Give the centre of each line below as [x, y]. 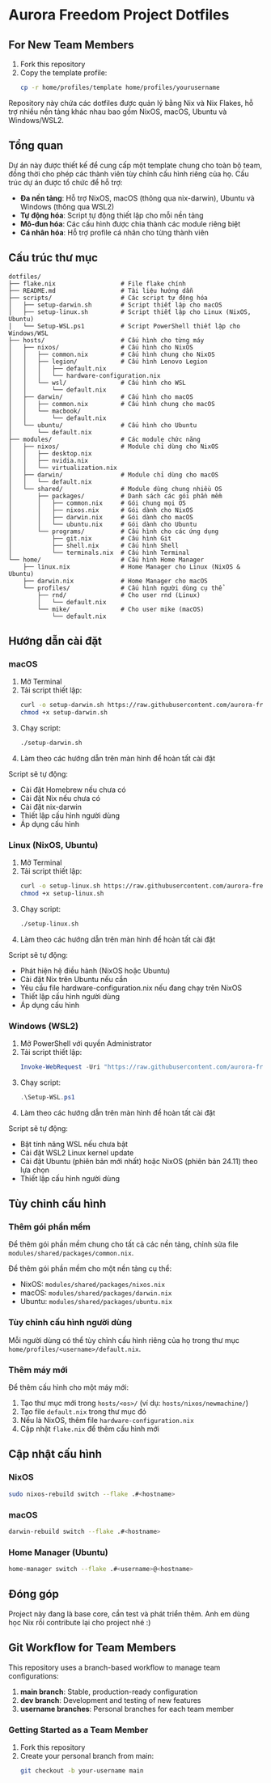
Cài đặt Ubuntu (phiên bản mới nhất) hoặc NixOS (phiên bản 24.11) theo [139, 1161]
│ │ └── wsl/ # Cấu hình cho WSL [97, 383]
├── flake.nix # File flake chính [97, 284]
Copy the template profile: [64, 73]
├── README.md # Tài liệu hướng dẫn [101, 290]
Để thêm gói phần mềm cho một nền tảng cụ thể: [90, 1268]
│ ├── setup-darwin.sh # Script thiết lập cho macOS [115, 305]
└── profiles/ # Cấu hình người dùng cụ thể [123, 588]
